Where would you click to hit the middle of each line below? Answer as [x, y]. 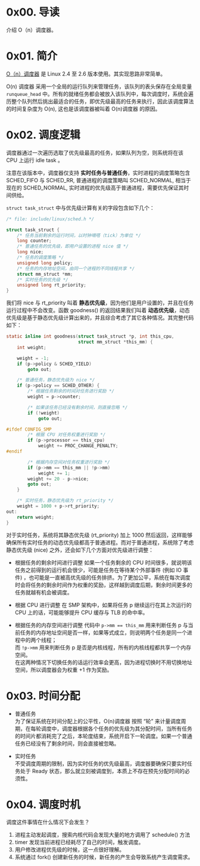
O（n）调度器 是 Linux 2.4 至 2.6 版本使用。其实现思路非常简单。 [86, 74]
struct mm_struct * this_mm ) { [115, 342]
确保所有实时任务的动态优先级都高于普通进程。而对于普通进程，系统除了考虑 [100, 542]
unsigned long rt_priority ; [51, 285]
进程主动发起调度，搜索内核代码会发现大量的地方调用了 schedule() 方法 [102, 835]
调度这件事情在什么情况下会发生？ [48, 822]
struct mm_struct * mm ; [45, 274]
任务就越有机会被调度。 [43, 592]
